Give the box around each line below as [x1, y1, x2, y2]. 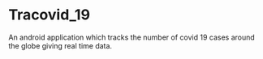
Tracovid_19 [8, 6, 91, 24]
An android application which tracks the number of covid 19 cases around [8, 32, 256, 42]
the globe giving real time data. [8, 40, 112, 50]
